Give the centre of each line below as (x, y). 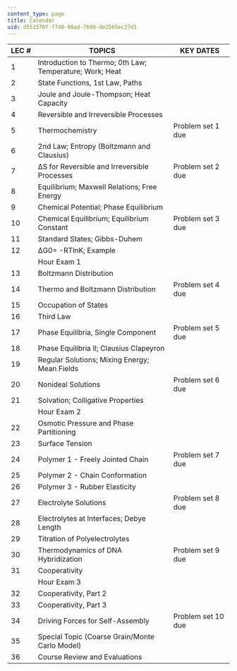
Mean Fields (58, 369)
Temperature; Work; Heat (79, 71)
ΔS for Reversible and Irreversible (93, 167)
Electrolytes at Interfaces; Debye (92, 519)
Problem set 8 (196, 498)
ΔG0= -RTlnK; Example (77, 250)
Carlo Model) (60, 646)
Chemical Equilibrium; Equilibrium (93, 219)
